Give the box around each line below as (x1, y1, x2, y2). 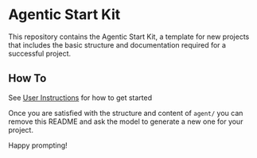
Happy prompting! (8, 141, 68, 150)
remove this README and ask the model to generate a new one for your (8, 117, 243, 126)
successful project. (8, 48, 72, 58)
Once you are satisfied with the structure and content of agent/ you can (8, 108, 243, 118)
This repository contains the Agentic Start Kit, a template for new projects (8, 32, 250, 41)
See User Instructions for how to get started (8, 93, 153, 102)
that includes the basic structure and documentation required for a (8, 40, 227, 49)
